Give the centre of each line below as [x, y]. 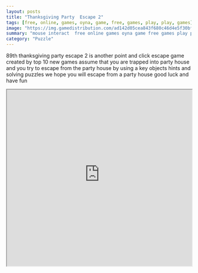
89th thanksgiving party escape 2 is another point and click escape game [95, 56]
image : [14, 28]
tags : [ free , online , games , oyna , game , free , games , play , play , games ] [100, 22]
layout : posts [24, 11]
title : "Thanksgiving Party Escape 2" [55, 17]
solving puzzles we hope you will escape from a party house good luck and [98, 74]
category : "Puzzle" [30, 39]
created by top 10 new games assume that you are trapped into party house [98, 62]
